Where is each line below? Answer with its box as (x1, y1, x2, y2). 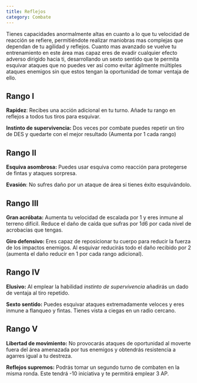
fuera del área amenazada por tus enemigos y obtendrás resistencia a (6, 346, 176, 353)
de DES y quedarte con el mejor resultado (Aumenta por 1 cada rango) (6, 131, 176, 138)
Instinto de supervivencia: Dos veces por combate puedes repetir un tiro (6, 124, 185, 131)
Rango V (6, 324, 38, 334)
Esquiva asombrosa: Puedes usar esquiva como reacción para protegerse (6, 163, 187, 171)
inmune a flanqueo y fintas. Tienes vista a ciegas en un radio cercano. (6, 307, 176, 314)
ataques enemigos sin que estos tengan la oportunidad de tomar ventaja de (6, 68, 189, 75)
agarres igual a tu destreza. (6, 352, 72, 359)
